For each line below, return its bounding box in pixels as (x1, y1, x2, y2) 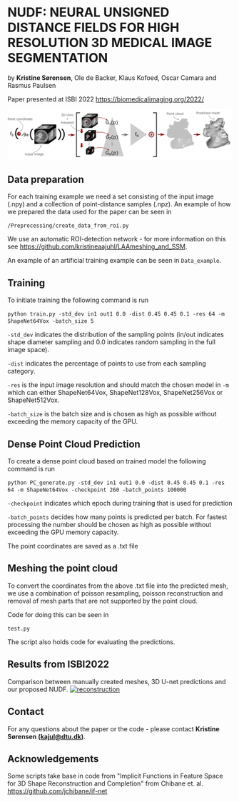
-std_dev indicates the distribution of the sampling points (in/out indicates (7, 330, 225, 339)
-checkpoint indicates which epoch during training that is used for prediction (7, 499, 233, 508)
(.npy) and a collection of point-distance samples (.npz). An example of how (7, 200, 231, 209)
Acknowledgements (7, 753, 99, 765)
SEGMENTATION (7, 50, 108, 66)
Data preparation (7, 174, 84, 186)
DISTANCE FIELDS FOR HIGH (7, 19, 180, 36)
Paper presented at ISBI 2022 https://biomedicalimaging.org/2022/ (7, 94, 205, 104)
